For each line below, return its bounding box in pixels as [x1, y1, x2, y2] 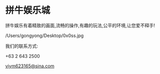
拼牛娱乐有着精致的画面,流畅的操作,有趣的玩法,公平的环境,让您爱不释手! [5, 22, 155, 28]
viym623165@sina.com [5, 63, 55, 69]
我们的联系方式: [5, 43, 38, 49]
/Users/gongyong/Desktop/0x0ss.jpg [5, 32, 84, 39]
